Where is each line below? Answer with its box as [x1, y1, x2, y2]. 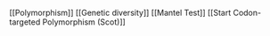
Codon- [233, 8, 261, 18]
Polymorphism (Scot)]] [42, 17, 127, 27]
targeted [9, 17, 41, 27]
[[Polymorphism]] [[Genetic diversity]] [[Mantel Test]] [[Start [9, 8, 232, 18]
